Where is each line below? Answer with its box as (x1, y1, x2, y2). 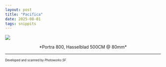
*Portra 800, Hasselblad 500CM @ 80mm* (39, 44, 127, 50)
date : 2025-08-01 (5, 16, 41, 21)
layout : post (5, 7, 32, 12)
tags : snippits (5, 21, 37, 26)
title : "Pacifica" (5, 12, 43, 17)
